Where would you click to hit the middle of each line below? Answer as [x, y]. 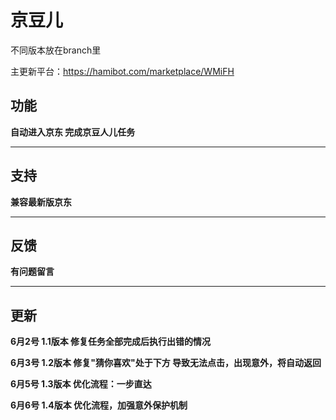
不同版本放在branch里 [56, 50]
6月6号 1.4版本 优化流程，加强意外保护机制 [99, 405]
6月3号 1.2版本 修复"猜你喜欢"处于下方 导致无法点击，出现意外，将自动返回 [166, 363]
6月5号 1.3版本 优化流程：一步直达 [81, 384]
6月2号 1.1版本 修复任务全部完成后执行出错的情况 [111, 342]
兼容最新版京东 [41, 202]
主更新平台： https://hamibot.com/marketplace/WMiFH [122, 71]
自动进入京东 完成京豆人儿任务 [73, 132]
